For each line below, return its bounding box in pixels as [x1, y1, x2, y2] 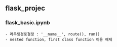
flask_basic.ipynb [5, 19, 50, 26]
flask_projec [5, 4, 46, 13]
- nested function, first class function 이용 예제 [5, 37, 112, 42]
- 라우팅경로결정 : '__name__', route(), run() [5, 31, 100, 37]
